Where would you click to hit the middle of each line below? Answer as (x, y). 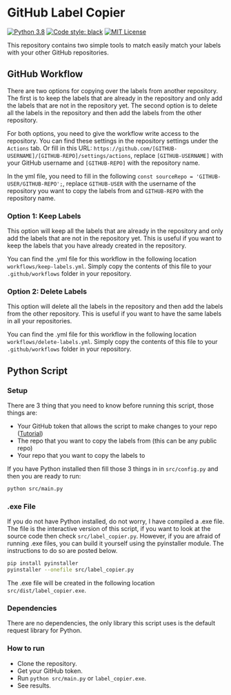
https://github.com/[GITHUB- (135, 149)
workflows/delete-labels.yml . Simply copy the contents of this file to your (112, 342)
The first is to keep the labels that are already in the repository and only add (115, 98)
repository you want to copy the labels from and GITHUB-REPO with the (106, 190)
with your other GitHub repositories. (58, 52)
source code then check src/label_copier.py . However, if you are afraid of (114, 536)
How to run (26, 648)
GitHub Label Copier (66, 13)
